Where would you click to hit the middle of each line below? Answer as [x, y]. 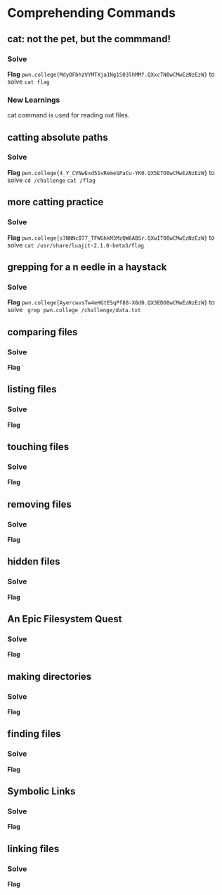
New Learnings [34, 100]
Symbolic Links [41, 791]
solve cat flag [29, 82]
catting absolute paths [58, 137]
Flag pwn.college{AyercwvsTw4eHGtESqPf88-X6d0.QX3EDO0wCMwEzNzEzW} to [111, 302]
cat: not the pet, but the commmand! [89, 39]
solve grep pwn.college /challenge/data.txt [74, 310]
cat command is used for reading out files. [68, 115]
